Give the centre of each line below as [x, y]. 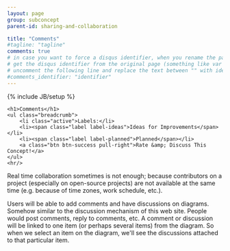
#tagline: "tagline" [37, 45]
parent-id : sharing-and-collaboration [62, 26]
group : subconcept [33, 20]
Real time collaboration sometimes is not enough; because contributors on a [115, 176]
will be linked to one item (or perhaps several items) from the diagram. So [111, 225]
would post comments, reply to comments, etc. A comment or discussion [110, 218]
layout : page [26, 13]
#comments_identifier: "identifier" [59, 77]
